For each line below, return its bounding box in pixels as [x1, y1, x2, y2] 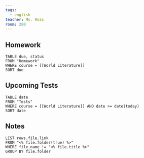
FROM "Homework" [5, 59, 40, 64]
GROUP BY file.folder [5, 149, 51, 154]
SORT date [5, 108, 26, 113]
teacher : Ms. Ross [5, 17, 44, 22]
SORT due [5, 67, 24, 73]
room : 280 [5, 21, 26, 27]
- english [10, 12, 30, 17]
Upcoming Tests [5, 81, 58, 90]
